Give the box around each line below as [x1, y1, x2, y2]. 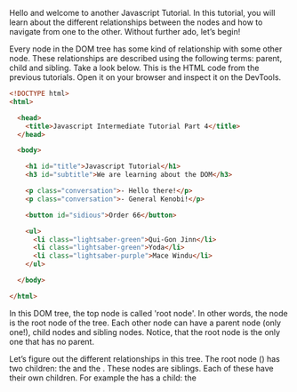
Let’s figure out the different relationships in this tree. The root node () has [9, 353, 280, 364]
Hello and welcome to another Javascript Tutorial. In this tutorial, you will [9, 8, 276, 18]
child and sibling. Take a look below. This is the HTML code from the [9, 62, 260, 73]
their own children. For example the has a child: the [9, 372, 197, 383]
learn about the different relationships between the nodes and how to [9, 17, 263, 28]
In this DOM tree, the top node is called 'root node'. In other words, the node [9, 308, 288, 318]
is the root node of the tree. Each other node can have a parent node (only [9, 317, 282, 328]
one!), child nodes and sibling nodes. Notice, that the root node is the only [9, 326, 281, 337]
